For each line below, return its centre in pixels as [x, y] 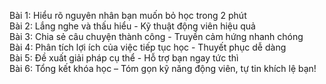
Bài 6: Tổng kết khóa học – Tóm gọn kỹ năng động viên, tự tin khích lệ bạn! [163, 68]
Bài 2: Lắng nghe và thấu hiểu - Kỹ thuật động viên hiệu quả [132, 26]
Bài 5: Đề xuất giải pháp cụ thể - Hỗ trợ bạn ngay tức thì [124, 58]
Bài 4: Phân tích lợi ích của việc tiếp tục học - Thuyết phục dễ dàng [148, 47]
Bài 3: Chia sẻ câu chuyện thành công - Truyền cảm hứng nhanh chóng [156, 36]
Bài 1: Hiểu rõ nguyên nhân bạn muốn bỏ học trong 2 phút [128, 15]
